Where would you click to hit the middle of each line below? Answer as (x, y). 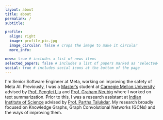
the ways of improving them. (33, 113)
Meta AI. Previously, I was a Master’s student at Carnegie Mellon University (80, 87)
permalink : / (18, 18)
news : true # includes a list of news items (51, 59)
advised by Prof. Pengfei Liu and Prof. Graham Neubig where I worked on (78, 92)
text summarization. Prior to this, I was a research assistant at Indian (73, 97)
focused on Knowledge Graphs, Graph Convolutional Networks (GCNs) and (80, 107)
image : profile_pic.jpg (33, 41)
